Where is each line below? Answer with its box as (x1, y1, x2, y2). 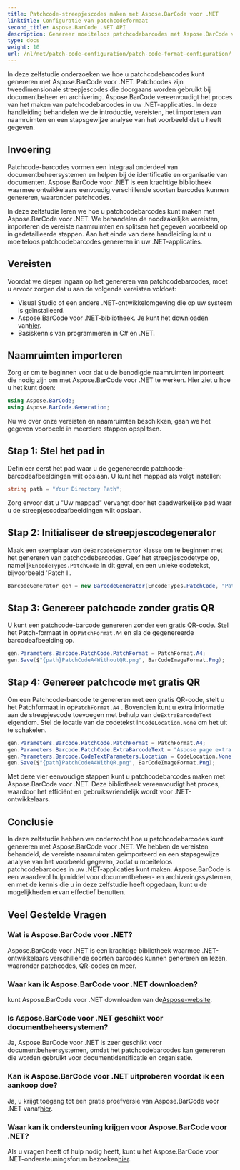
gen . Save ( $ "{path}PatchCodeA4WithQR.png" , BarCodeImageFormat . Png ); (7, 759, 216, 766)
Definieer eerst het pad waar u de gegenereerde (7, 464, 150, 472)
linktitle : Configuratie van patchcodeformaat (7, 17, 149, 24)
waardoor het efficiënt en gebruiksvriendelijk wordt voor (7, 787, 174, 796)
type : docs (7, 37, 40, 44)
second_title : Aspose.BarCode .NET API (7, 24, 126, 31)
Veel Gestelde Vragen (7, 909, 107, 921)
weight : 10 (7, 44, 40, 51)
